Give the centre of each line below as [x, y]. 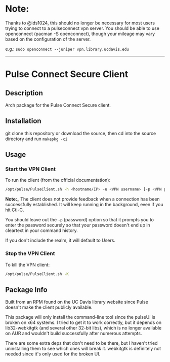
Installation [23, 121]
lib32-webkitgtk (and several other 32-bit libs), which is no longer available [83, 328]
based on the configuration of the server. [48, 39]
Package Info [26, 290]
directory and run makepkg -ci [36, 139]
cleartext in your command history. [42, 231]
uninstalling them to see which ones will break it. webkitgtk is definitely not [83, 349]
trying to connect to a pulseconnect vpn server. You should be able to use [82, 28]
